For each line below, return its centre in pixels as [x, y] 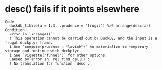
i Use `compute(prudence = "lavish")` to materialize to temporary [79, 47]
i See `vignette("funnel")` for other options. [58, 55]
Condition [15, 30]
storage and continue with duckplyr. [43, 51]
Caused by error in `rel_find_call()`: [50, 59]
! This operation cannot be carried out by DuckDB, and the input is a [83, 38]
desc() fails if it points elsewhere [72, 9]
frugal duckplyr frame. [29, 42]
